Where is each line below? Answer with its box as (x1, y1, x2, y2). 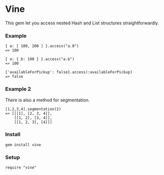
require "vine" (5, 165, 37, 170)
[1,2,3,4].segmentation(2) (5, 106, 61, 111)
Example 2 (5, 86, 31, 92)
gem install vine (5, 142, 41, 147)
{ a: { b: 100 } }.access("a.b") (5, 57, 75, 62)
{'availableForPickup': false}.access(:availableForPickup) (5, 70, 133, 75)
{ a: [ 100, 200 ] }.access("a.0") (5, 44, 79, 49)
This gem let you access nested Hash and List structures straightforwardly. (5, 20, 160, 26)
